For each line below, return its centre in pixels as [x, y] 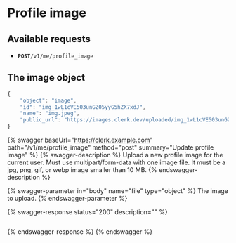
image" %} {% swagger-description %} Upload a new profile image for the [115, 155]
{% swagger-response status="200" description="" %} [87, 212]
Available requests [49, 39]
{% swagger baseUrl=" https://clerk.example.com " [80, 140]
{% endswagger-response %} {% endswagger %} [80, 232]
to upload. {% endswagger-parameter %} [67, 199]
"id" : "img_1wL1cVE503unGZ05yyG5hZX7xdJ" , [83, 107]
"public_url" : [40, 120]
